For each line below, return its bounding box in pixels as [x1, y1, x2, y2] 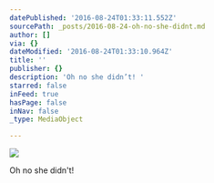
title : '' [9, 56, 47, 65]
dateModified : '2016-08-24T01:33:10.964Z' [9, 47, 173, 56]
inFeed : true [9, 89, 59, 98]
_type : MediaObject [9, 115, 84, 124]
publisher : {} [9, 65, 64, 74]
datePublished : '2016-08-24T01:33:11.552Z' [9, 13, 178, 23]
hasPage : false [9, 97, 67, 107]
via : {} [9, 38, 39, 48]
